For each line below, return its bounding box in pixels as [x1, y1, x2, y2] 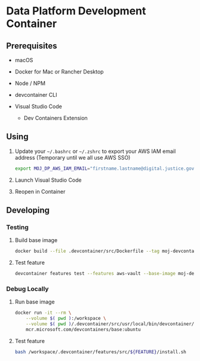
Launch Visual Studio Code [14, 176, 82, 183]
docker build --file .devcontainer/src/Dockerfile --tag [14, 248, 160, 255]
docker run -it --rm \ [14, 310, 72, 316]
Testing [6, 223, 29, 231]
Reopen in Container [14, 188, 66, 195]
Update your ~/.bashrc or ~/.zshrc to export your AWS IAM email [14, 148, 176, 155]
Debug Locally [6, 285, 49, 293]
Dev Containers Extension [23, 115, 88, 121]
